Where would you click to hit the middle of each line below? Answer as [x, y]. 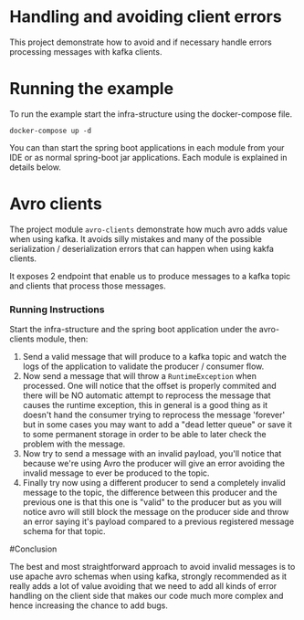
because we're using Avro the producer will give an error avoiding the [154, 464]
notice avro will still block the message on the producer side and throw [156, 512]
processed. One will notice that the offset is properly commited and [149, 386]
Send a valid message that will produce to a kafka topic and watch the [155, 357]
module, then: [62, 339]
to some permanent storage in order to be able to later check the [144, 435]
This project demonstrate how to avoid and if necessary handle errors [141, 42]
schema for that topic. [64, 531]
